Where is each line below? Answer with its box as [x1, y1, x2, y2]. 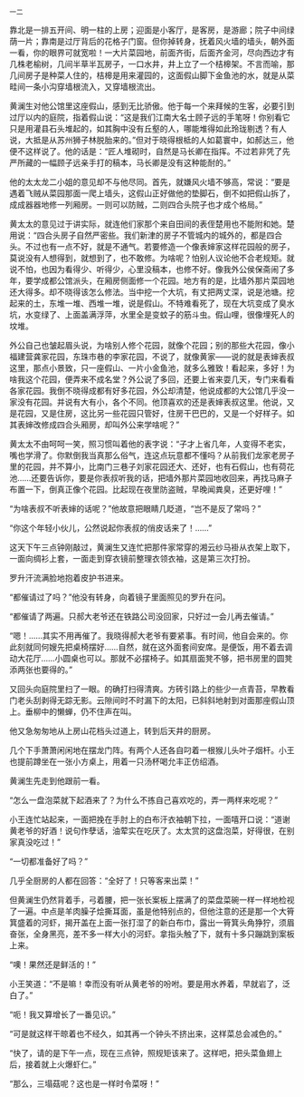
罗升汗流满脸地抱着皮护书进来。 [9, 573, 128, 583]
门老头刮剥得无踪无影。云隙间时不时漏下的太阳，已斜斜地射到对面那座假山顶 [9, 695, 295, 705]
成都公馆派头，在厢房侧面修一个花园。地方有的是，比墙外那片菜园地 [40, 275, 295, 286]
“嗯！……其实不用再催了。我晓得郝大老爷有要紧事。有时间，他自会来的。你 [9, 631, 289, 641]
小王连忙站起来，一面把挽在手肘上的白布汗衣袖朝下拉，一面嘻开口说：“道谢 [9, 814, 291, 825]
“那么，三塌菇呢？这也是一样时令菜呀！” [9, 1078, 160, 1089]
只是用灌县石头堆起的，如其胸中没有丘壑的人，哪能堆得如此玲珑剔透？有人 [9, 123, 287, 133]
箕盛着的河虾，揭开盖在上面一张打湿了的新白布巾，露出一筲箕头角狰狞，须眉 [9, 917, 295, 927]
